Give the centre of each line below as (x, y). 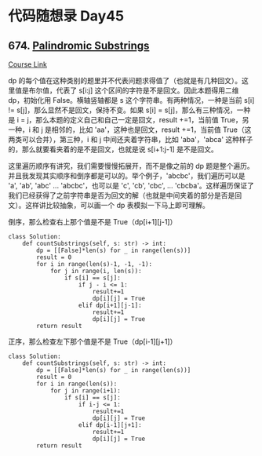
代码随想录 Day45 (66, 16)
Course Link (27, 64)
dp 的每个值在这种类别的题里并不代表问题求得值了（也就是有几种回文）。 (125, 80)
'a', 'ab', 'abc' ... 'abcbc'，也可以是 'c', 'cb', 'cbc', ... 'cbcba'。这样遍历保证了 (131, 186)
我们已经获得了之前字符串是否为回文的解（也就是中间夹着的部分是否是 (122, 195)
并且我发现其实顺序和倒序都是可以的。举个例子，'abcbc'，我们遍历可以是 (127, 176)
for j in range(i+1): (86, 391)
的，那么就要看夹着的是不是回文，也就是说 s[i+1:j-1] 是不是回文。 (113, 149)
